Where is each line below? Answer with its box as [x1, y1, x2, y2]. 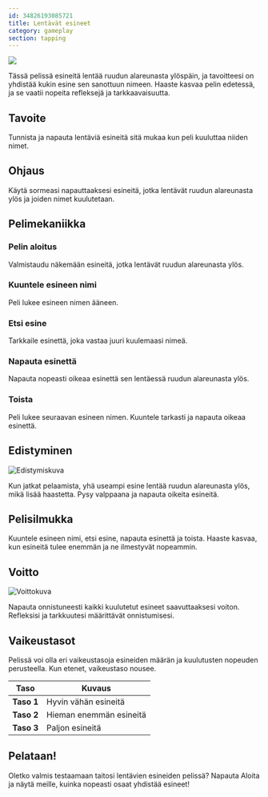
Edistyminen [8, 444, 73, 457]
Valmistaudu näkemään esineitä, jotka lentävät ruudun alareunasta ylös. [8, 260, 244, 269]
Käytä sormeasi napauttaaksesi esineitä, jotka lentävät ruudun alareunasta [8, 185, 254, 195]
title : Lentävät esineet [8, 19, 91, 27]
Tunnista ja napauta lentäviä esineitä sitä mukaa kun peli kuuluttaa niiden [8, 133, 248, 143]
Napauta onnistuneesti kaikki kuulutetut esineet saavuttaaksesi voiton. [8, 602, 240, 612]
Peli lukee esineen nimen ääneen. [8, 297, 118, 307]
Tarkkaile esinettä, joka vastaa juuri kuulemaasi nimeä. [8, 336, 188, 345]
